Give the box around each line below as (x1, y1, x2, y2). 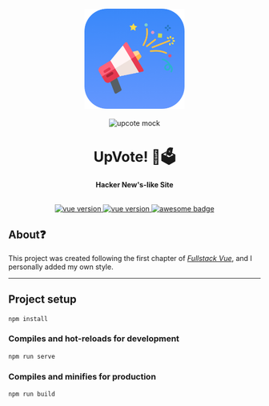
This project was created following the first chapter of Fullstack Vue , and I (8, 253, 252, 263)
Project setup (8, 292, 78, 307)
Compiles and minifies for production (8, 371, 156, 382)
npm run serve (8, 352, 56, 360)
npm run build (8, 390, 56, 399)
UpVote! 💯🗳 (93, 148, 176, 167)
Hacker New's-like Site (95, 179, 174, 189)
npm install (8, 315, 48, 323)
